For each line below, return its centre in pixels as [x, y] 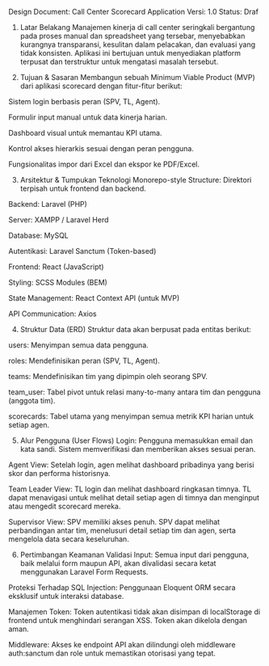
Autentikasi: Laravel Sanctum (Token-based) [82, 251]
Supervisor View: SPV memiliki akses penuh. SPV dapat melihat [114, 522]
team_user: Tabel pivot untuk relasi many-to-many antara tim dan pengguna [134, 392]
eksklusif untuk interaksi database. [66, 596]
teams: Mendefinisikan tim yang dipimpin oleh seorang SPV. [108, 376]
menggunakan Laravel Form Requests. [84, 572]
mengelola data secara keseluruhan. [69, 539]
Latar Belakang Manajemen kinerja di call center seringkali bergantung [137, 27]
